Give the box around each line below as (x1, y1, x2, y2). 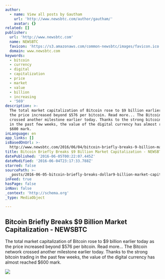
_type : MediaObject (5, 195, 45, 200)
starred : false (5, 163, 36, 168)
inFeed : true (5, 177, 32, 182)
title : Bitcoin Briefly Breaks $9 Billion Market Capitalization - (5, 149, 146, 154)
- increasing (9, 94, 36, 99)
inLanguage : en (5, 131, 36, 136)
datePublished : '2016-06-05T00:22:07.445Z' (5, 154, 96, 159)
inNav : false (5, 186, 32, 191)
